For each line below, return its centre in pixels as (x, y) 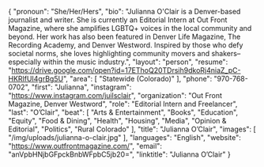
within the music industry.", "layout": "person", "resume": (136, 62)
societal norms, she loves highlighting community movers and (109, 53)
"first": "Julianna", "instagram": (81, 87)
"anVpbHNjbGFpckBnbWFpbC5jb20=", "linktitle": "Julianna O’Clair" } (120, 154)
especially (25, 62)
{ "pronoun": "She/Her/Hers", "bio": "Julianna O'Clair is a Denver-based (124, 11)
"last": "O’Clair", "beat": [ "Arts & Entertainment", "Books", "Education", (123, 112)
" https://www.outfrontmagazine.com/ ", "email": (85, 146)
